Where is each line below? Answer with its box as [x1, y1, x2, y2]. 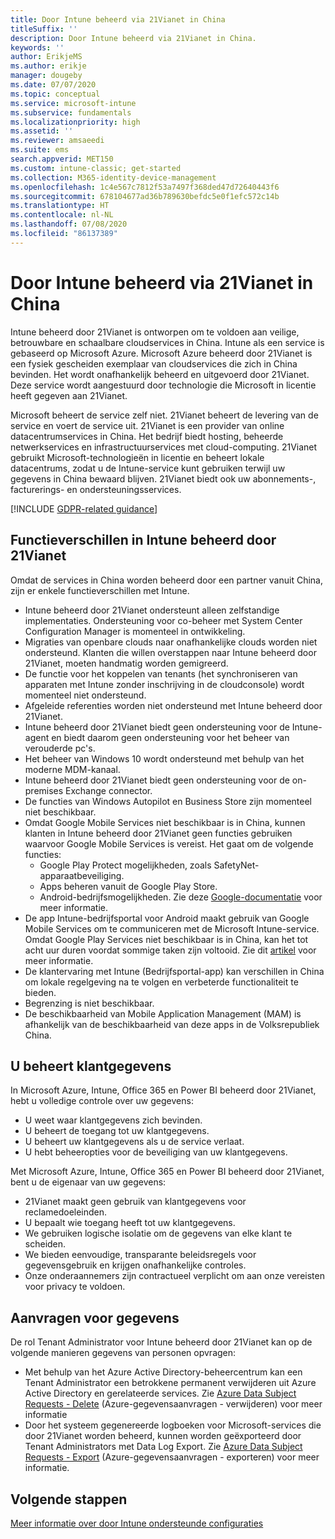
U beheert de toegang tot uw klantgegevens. [24, 1125, 210, 1137]
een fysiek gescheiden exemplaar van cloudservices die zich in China [10, 357, 298, 370]
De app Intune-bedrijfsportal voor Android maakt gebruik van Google [24, 912, 310, 924]
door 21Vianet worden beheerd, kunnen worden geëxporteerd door [24, 1430, 302, 1442]
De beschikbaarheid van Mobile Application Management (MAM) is [24, 1007, 302, 1020]
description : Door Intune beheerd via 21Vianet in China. [10, 33, 257, 43]
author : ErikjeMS [10, 52, 83, 62]
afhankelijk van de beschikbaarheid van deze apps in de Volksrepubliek [24, 1018, 320, 1030]
